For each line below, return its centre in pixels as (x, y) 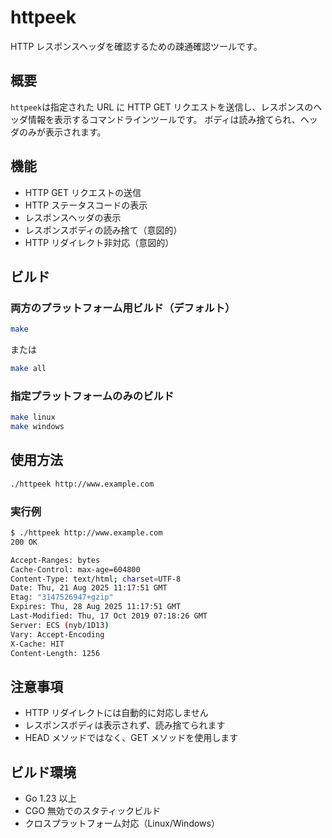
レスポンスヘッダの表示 (73, 217)
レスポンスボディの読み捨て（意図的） (103, 230)
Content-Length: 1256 (55, 653)
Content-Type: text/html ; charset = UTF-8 (96, 579)
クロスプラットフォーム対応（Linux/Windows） (122, 823)
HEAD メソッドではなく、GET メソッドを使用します (131, 738)
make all (28, 369)
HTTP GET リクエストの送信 (83, 192)
